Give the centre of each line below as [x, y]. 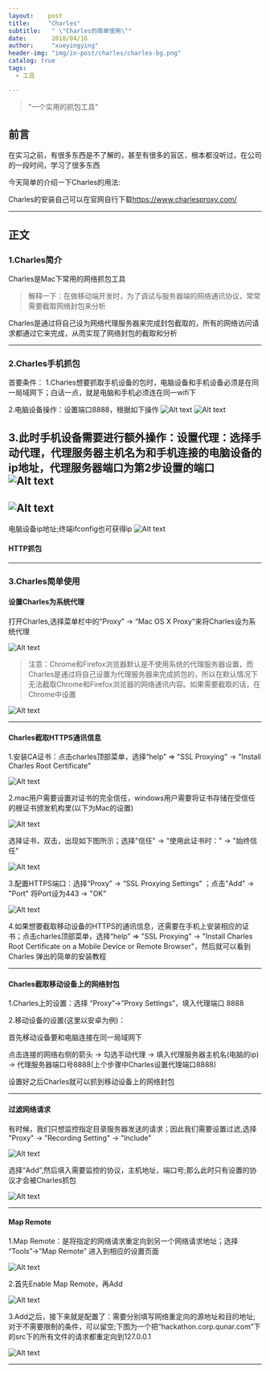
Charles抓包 [56, 1180]
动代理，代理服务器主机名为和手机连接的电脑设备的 [135, 453]
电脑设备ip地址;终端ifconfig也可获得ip [70, 529]
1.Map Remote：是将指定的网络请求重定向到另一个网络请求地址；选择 [123, 1241]
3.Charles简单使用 [44, 581]
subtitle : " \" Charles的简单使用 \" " [70, 31]
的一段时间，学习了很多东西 [54, 165]
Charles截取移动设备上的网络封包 [64, 983]
